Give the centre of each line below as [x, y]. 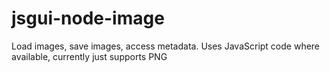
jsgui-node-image [88, 18]
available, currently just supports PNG [89, 56]
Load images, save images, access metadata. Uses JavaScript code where [166, 46]
